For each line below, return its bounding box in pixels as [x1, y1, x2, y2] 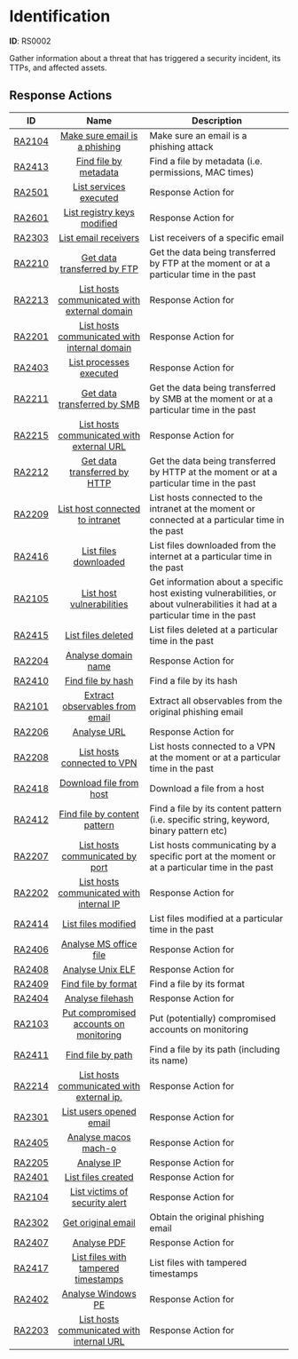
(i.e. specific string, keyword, [149, 813, 271, 825]
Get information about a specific [149, 576, 284, 588]
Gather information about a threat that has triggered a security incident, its [9, 52, 281, 63]
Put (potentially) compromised [149, 1012, 277, 1024]
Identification [9, 6, 111, 27]
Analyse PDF [72, 1236, 126, 1249]
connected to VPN [60, 757, 137, 769]
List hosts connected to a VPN [149, 740, 276, 752]
